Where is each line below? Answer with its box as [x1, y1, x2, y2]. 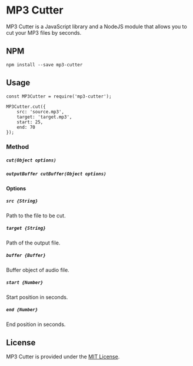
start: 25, [16, 119, 44, 125]
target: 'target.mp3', [16, 114, 72, 120]
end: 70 [16, 124, 35, 130]
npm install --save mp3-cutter [6, 62, 83, 68]
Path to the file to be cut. [6, 212, 66, 219]
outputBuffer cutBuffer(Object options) [6, 171, 107, 177]
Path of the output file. [6, 239, 61, 246]
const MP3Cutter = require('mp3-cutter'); [6, 93, 112, 99]
